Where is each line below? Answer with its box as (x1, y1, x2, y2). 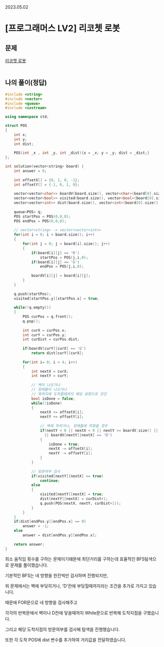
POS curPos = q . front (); (22, 314, 73, 319)
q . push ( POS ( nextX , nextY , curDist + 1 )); (40, 501, 121, 506)
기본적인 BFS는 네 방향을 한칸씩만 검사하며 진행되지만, (5, 573, 108, 578)
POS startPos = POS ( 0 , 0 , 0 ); (14, 214, 71, 219)
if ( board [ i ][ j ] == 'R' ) (31, 250, 80, 255)
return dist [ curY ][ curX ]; (31, 351, 84, 356)
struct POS (5, 123, 27, 128)
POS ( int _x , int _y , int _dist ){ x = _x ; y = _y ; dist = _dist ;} (14, 150, 150, 156)
